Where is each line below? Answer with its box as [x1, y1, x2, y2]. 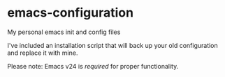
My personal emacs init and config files [7, 28, 121, 36]
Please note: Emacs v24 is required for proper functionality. [7, 62, 179, 70]
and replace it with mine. [7, 49, 78, 57]
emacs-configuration [7, 5, 134, 21]
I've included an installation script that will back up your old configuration [7, 41, 218, 49]
